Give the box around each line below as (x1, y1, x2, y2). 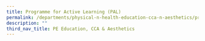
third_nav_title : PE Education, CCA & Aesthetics (6, 25, 135, 32)
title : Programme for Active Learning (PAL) (6, 8, 121, 15)
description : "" (6, 20, 48, 26)
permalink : (6, 14, 34, 20)
